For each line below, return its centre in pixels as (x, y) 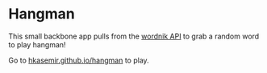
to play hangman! (37, 44)
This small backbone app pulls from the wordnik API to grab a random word (134, 36)
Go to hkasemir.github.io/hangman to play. (79, 60)
